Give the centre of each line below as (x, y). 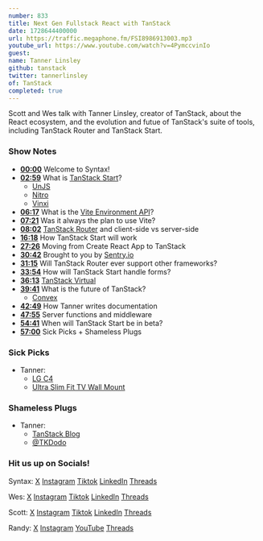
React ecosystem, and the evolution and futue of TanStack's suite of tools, (131, 122)
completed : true (35, 91)
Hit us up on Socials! (49, 464)
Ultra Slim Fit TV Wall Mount (78, 386)
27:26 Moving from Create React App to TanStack (103, 246)
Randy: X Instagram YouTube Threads (71, 527)
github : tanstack (37, 68)
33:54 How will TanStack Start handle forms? (95, 271)
